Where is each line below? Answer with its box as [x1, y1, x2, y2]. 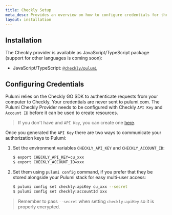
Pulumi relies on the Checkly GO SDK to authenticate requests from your [5, 93, 159, 99]
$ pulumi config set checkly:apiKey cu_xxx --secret [12, 184, 128, 189]
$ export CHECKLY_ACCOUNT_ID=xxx [12, 159, 84, 164]
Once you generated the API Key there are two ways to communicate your [5, 130, 162, 136]
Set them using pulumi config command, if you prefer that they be [12, 168, 153, 175]
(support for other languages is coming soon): [5, 55, 102, 61]
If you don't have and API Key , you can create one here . [17, 120, 136, 125]
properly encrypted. [17, 203, 60, 210]
